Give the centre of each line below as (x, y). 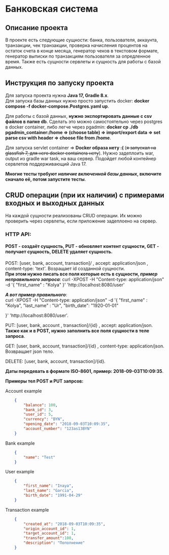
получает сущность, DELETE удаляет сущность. (59, 252)
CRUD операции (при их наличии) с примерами (85, 195)
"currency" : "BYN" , (44, 419)
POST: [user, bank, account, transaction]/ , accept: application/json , (77, 263)
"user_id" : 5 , (38, 414)
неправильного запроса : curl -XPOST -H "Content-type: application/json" (85, 279)
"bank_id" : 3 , (38, 410)
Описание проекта (37, 28)
